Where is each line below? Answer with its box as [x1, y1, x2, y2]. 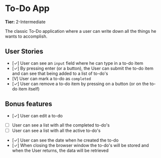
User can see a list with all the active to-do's [12, 128, 101, 133]
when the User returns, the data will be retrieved [12, 147, 109, 153]
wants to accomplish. [5, 33, 47, 39]
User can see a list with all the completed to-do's [12, 122, 110, 128]
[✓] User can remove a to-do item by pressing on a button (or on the [12, 81, 149, 86]
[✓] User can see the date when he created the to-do [12, 137, 119, 143]
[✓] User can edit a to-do [12, 113, 63, 118]
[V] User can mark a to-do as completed [12, 75, 91, 81]
